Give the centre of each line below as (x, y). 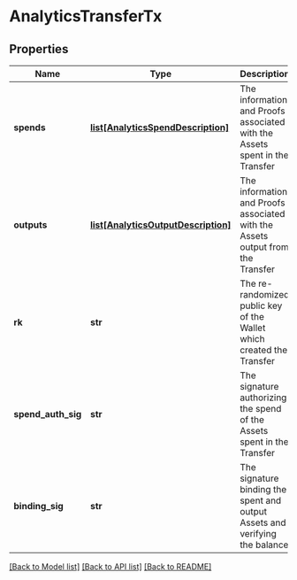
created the (264, 350)
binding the (263, 489)
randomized (265, 294)
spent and (261, 500)
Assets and (263, 522)
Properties (39, 49)
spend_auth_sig (48, 414)
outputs (30, 225)
